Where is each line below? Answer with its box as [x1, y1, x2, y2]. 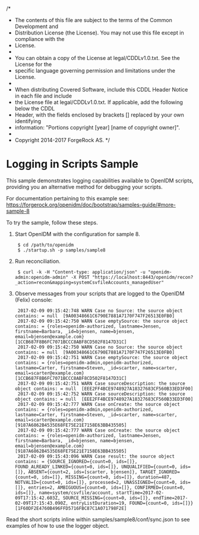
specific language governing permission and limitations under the [14, 67, 175, 74]
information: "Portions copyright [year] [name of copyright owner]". [14, 124, 180, 131]
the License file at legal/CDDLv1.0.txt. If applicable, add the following [14, 99, 183, 106]
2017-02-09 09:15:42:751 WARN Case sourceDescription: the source [17, 380, 185, 386]
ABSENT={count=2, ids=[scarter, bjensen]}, [28, 469, 138, 475]
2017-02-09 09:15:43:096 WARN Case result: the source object [17, 453, 175, 460]
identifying [14, 118, 42, 124]
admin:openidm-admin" [14, 274, 68, 280]
